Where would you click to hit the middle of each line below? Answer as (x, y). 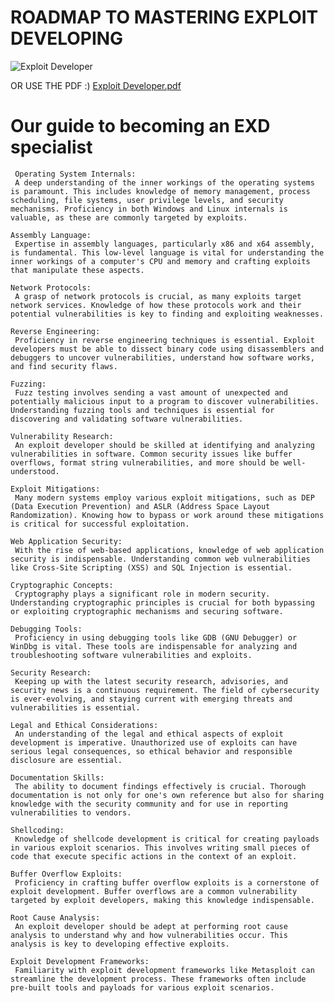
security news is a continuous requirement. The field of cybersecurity (165, 690)
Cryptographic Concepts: (62, 585)
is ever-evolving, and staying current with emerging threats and (151, 699)
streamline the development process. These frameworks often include (158, 979)
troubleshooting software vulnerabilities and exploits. (131, 655)
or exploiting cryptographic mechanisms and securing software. (147, 611)
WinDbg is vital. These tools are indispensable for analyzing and (154, 646)
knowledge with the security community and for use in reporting (149, 804)
